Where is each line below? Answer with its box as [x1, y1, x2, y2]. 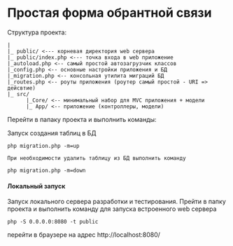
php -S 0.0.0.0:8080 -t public [7, 219, 99, 226]
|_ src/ [7, 90, 30, 97]
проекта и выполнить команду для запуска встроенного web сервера [7, 205, 217, 213]
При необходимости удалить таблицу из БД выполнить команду [7, 154, 187, 162]
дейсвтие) [7, 84, 36, 92]
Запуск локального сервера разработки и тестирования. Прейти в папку [7, 198, 226, 206]
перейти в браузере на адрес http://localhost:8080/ [7, 231, 161, 239]
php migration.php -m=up [7, 142, 80, 149]
